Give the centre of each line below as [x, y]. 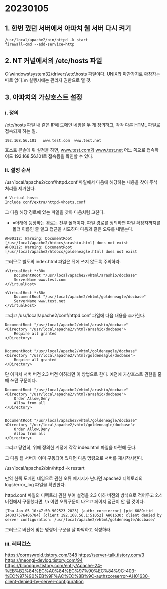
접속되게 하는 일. [21, 131]
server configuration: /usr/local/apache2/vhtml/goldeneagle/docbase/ [80, 519]
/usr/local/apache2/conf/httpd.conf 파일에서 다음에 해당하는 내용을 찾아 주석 [81, 182]
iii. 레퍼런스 [18, 544]
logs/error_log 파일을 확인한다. [36, 484]
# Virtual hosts [22, 198]
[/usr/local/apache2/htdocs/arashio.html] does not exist [67, 243]
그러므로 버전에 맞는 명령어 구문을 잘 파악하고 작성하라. [58, 529]
